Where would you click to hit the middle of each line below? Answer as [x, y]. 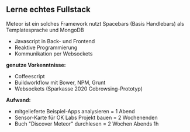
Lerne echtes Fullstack [48, 10]
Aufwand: [18, 100]
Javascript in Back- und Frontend [55, 41]
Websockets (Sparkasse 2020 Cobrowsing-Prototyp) [79, 88]
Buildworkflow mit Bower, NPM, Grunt [60, 82]
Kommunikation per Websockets [53, 53]
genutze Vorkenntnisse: [36, 65]
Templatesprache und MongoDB [45, 30]
